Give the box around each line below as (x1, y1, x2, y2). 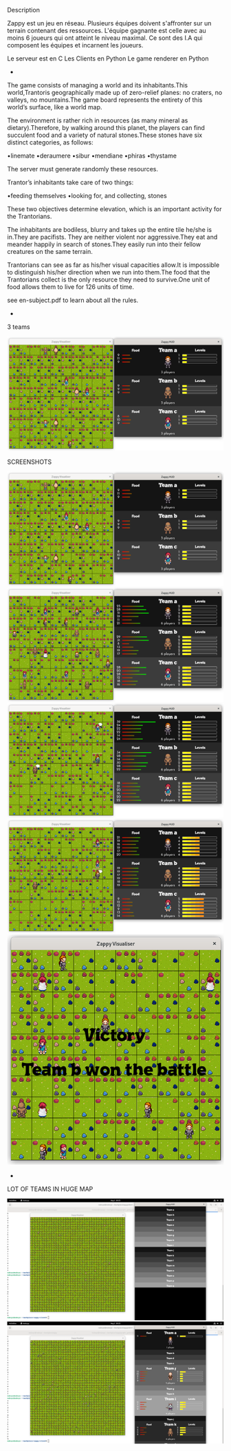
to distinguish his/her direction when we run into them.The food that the (7, 268, 210, 276)
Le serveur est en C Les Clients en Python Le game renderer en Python (7, 54, 209, 63)
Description (7, 6, 40, 14)
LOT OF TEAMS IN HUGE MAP (7, 1185, 93, 1193)
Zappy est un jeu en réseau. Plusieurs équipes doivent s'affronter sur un (7, 19, 212, 27)
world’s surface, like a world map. (7, 103, 102, 111)
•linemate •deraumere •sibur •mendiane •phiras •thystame (7, 151, 177, 160)
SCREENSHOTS (7, 458, 52, 466)
